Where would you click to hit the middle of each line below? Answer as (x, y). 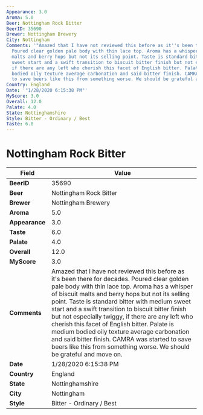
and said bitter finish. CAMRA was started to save (121, 340)
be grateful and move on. (87, 355)
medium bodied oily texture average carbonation (120, 332)
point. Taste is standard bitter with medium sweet (121, 302)
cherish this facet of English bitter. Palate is (112, 325)
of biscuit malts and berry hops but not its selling (121, 294)
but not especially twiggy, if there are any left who (122, 317)
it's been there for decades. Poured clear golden (120, 279)
